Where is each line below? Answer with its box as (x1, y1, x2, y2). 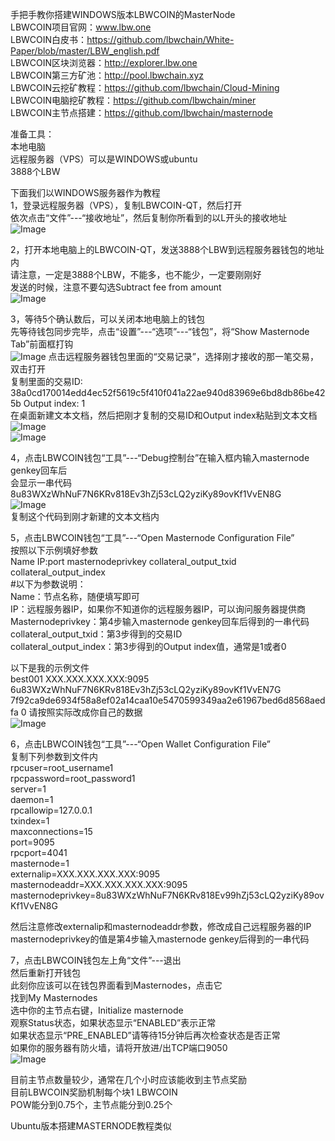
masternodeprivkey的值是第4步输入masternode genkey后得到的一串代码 (10, 933, 310, 945)
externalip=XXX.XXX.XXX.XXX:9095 (10, 868, 161, 880)
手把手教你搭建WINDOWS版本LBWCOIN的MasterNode (10, 9, 236, 20)
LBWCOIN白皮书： (10, 34, 88, 45)
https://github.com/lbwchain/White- (86, 34, 235, 45)
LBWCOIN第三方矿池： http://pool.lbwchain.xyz (10, 69, 205, 81)
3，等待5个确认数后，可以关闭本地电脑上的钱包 (10, 313, 205, 325)
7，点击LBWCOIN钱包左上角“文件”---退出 (10, 954, 182, 966)
